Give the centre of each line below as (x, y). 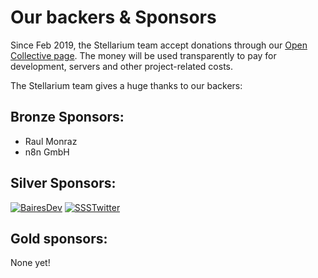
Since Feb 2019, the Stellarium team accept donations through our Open (159, 45)
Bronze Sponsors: (67, 117)
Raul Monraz (51, 141)
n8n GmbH (47, 152)
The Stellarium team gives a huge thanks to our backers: (126, 85)
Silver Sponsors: (63, 183)
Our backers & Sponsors (113, 17)
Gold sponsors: (59, 238)
